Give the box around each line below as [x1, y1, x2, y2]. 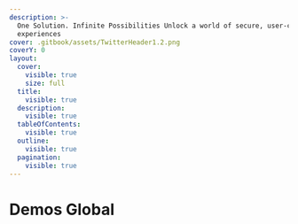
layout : [9, 54, 38, 63]
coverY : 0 [9, 46, 46, 55]
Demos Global [9, 199, 115, 220]
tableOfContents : [17, 120, 82, 129]
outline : [17, 136, 50, 145]
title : [17, 87, 42, 96]
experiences [17, 29, 62, 38]
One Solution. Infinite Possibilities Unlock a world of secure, [17, 21, 264, 30]
